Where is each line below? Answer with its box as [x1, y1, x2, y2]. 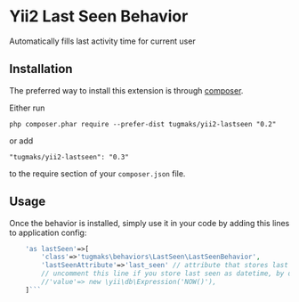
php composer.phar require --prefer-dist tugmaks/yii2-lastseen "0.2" [9, 119, 277, 128]
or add [9, 135, 34, 146]
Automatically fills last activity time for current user [9, 36, 196, 46]
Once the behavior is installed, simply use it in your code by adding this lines [9, 217, 290, 228]
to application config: [9, 227, 87, 238]
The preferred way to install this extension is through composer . [9, 85, 244, 95]
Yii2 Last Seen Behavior [9, 6, 189, 27]
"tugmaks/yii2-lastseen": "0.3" [9, 152, 129, 161]
